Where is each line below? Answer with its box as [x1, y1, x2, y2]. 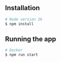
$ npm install [5, 21, 34, 26]
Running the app [5, 35, 56, 43]
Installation [5, 4, 40, 12]
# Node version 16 [5, 17, 42, 21]
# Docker [5, 48, 23, 53]
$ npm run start [5, 52, 38, 58]
